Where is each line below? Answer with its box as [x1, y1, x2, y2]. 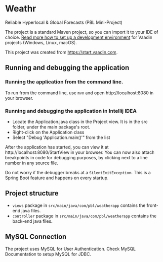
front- [146, 202, 159, 208]
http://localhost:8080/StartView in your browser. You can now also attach [5, 149, 155, 155]
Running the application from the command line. [5, 78, 123, 85]
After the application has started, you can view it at [5, 144, 109, 150]
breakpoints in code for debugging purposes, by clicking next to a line [5, 154, 148, 160]
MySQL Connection [5, 233, 67, 241]
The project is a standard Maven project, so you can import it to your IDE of [5, 29, 159, 35]
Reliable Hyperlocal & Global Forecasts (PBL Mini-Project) [5, 19, 122, 25]
